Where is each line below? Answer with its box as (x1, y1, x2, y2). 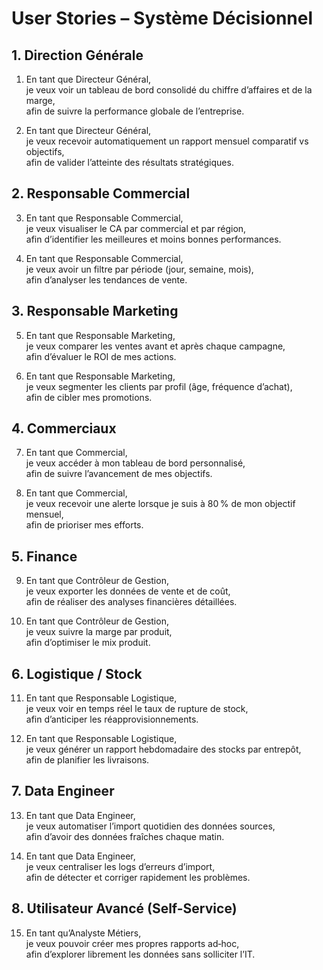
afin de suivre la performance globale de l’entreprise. (25, 105, 245, 117)
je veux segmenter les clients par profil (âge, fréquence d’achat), (25, 380, 293, 392)
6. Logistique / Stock (11, 665, 143, 682)
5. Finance (11, 548, 78, 565)
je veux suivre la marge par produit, (25, 626, 173, 638)
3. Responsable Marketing (11, 303, 179, 320)
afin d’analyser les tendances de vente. (25, 273, 188, 286)
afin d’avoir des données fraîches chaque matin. (25, 830, 225, 842)
